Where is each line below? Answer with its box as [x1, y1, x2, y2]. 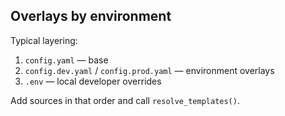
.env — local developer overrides [24, 75, 162, 87]
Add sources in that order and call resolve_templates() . [10, 94, 240, 106]
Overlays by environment [10, 8, 172, 25]
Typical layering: [10, 34, 78, 46]
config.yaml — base [24, 54, 109, 66]
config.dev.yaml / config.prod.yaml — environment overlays [24, 64, 275, 76]
